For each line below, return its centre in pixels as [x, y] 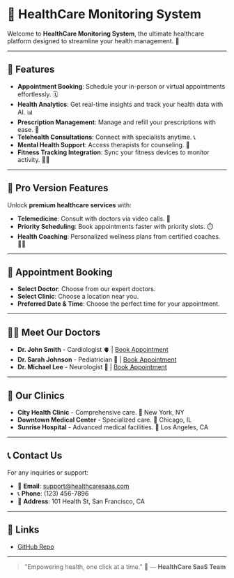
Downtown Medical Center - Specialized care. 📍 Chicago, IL [104, 420]
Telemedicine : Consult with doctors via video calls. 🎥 [94, 218]
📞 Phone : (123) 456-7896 [53, 493]
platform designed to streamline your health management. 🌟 [93, 40]
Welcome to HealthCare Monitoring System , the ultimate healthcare [106, 34]
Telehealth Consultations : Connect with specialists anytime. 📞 [107, 137]
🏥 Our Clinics [36, 395]
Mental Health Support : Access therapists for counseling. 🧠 [103, 144]
